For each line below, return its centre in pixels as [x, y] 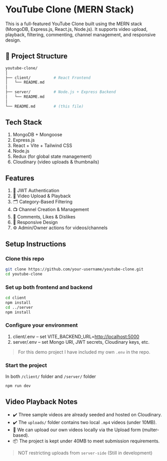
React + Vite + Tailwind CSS [42, 145]
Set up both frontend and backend [49, 287]
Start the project [26, 365]
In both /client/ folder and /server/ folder [51, 377]
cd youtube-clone [24, 274]
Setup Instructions [36, 244]
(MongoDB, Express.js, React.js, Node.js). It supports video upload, [77, 29]
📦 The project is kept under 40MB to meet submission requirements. [86, 441]
